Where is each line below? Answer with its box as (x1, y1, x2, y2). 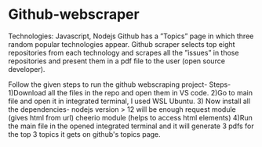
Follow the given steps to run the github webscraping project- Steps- (8, 80, 231, 89)
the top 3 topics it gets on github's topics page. (8, 129, 161, 138)
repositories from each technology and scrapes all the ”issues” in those (8, 48, 239, 57)
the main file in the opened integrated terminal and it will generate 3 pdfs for (8, 121, 255, 131)
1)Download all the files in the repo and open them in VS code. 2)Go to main (8, 88, 253, 97)
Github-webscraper (8, 5, 140, 23)
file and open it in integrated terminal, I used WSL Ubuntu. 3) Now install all (8, 96, 251, 106)
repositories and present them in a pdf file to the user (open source (8, 56, 226, 66)
